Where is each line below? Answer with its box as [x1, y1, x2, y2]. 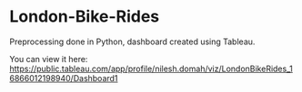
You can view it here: [9, 53, 88, 64]
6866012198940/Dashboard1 [9, 72, 118, 83]
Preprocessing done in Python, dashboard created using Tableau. [9, 36, 256, 47]
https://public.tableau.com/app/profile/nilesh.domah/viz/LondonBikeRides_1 [9, 63, 293, 74]
